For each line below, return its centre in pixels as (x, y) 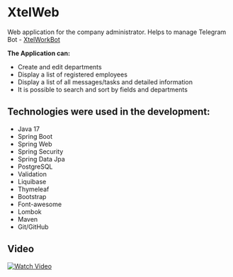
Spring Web (35, 144)
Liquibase (32, 181)
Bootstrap (32, 196)
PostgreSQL (35, 166)
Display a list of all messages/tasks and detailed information (105, 81)
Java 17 (29, 129)
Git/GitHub (33, 227)
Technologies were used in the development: (109, 112)
